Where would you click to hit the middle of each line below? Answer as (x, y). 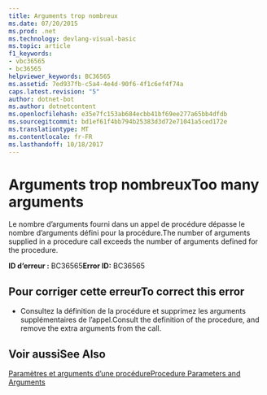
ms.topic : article (39, 46)
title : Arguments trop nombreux (63, 16)
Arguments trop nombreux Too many (134, 184)
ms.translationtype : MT (49, 129)
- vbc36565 (27, 62)
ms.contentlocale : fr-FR (50, 137)
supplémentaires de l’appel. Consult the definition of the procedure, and (140, 320)
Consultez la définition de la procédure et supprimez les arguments (133, 311)
